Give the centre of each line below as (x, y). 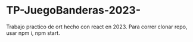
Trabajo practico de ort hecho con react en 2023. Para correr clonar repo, (97, 27)
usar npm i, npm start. (33, 33)
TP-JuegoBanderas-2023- (74, 10)
